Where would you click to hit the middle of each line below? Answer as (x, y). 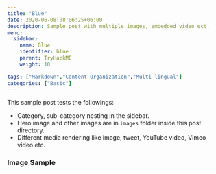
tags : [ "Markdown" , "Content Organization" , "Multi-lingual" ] (95, 77)
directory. (31, 130)
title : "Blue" (27, 13)
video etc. (31, 145)
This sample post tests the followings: (61, 103)
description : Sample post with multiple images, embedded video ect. (109, 26)
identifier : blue (44, 52)
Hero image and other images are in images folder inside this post (109, 123)
